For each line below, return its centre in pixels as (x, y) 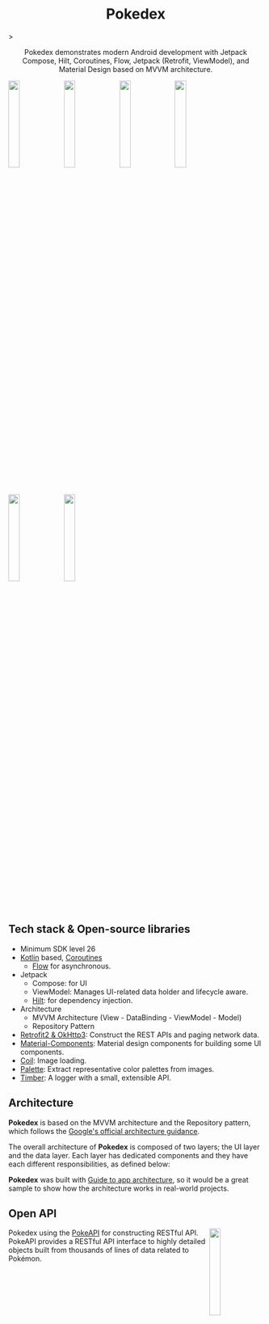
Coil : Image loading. (53, 1060)
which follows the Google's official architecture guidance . (104, 1131)
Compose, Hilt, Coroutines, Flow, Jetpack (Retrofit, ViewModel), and (136, 61)
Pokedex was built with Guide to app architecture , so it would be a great (128, 1179)
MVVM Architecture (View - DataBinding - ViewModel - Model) (137, 1017)
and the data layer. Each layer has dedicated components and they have (128, 1155)
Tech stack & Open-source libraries (99, 929)
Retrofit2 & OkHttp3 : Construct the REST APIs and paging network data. (140, 1035)
